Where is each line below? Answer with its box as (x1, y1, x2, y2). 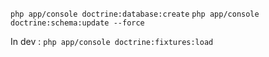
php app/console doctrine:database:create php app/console (10, 9, 260, 19)
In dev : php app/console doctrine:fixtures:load (10, 36, 214, 47)
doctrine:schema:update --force (10, 18, 145, 28)
